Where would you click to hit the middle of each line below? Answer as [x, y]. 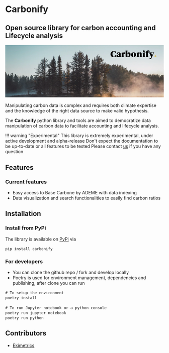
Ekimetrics [23, 345]
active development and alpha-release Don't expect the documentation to [82, 141]
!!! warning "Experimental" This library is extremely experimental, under [79, 136]
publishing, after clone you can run [49, 283]
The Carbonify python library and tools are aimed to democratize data [78, 121]
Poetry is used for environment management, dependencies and [79, 278]
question [14, 152]
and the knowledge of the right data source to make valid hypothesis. [77, 111]
